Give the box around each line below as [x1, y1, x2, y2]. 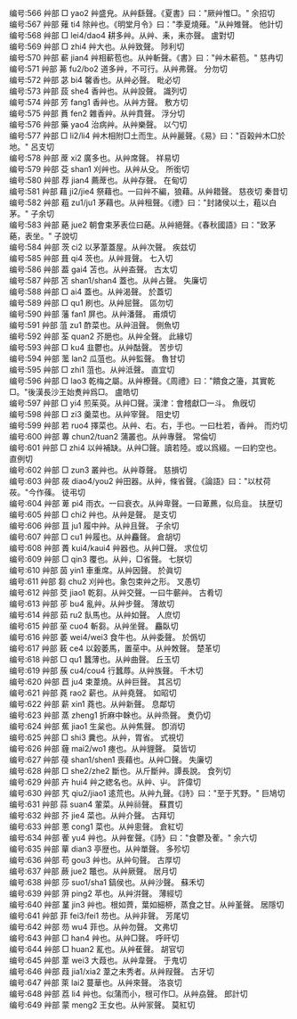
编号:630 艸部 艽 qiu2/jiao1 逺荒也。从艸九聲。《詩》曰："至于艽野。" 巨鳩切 [9, 788, 286, 798]
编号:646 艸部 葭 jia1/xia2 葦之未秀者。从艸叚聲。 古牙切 [9, 966, 215, 976]
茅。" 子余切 [9, 209, 55, 218]
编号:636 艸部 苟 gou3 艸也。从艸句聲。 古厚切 [9, 855, 181, 865]
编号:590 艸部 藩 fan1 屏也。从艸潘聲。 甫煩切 [9, 308, 176, 319]
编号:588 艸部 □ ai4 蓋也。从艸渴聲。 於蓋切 [9, 286, 173, 297]
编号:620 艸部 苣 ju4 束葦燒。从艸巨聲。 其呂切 [9, 677, 181, 686]
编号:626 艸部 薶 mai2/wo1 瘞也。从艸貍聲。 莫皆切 [9, 744, 197, 753]
